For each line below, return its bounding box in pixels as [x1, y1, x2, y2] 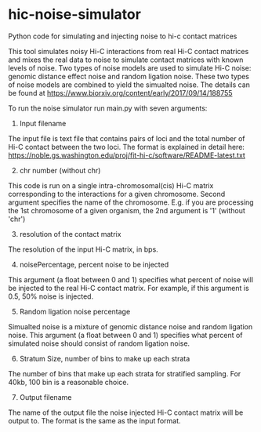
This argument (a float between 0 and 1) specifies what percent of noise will [8, 274, 253, 284]
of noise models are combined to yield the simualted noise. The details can [8, 80, 251, 89]
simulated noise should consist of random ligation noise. [8, 339, 190, 348]
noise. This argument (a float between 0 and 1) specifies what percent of [8, 330, 243, 339]
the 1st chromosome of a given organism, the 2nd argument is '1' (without [8, 205, 245, 215]
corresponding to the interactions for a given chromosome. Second [8, 189, 226, 198]
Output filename [19, 392, 72, 401]
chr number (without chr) [19, 165, 101, 175]
